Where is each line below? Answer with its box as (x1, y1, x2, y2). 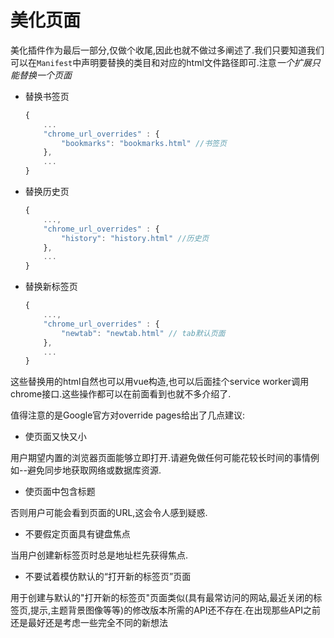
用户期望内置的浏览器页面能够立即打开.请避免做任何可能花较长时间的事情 (10, 452, 312, 464)
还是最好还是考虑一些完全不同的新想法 (10, 617, 168, 629)
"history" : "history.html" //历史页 (61, 233, 210, 243)
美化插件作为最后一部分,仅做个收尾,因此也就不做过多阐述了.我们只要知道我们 (10, 44, 325, 56)
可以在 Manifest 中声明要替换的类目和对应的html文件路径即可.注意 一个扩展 (10, 56, 312, 68)
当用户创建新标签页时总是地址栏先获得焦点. (10, 549, 189, 561)
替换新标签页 (24, 281, 78, 293)
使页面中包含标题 (24, 486, 96, 498)
